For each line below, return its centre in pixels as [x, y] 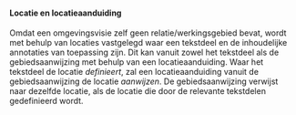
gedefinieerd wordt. [46, 101]
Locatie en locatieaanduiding [66, 13]
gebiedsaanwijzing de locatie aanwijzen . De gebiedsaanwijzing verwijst [144, 81]
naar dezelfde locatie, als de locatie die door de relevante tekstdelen [138, 91]
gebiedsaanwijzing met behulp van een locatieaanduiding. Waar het [137, 62]
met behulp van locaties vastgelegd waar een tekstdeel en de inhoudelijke [148, 43]
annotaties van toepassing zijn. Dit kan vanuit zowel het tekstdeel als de [144, 52]
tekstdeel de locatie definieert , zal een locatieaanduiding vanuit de [134, 72]
